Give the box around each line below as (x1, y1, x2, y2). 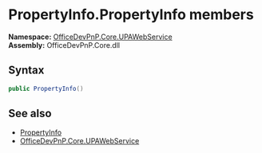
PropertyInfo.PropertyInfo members (8, 6, 254, 24)
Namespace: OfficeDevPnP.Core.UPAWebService (8, 32, 173, 41)
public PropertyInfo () (8, 84, 84, 92)
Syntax (8, 64, 45, 77)
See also (8, 107, 52, 120)
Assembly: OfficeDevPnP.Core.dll (8, 40, 121, 49)
